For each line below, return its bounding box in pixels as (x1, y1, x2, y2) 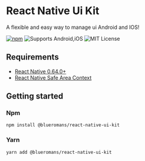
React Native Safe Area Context (14, 74, 92, 81)
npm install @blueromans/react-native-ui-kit (6, 122, 120, 128)
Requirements (6, 52, 59, 63)
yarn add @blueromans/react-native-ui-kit (6, 149, 112, 155)
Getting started (6, 91, 64, 101)
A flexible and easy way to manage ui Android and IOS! (6, 24, 140, 31)
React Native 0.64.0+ (14, 68, 67, 75)
